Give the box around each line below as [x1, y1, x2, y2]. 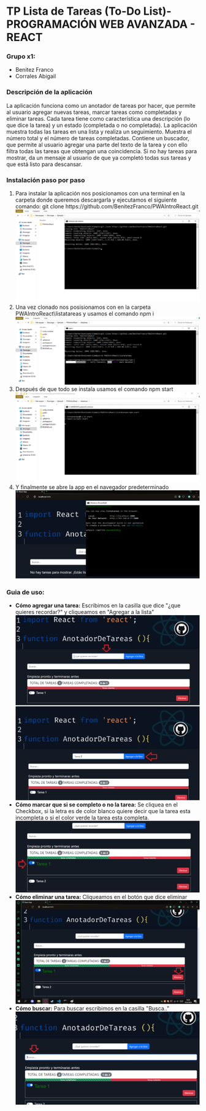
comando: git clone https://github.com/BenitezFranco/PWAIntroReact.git [15, 203, 199, 210]
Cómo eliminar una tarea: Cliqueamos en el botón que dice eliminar [15, 893, 188, 900]
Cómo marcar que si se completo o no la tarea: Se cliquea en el [15, 801, 178, 808]
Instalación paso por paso [6, 176, 85, 184]
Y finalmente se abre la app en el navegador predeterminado [15, 483, 169, 491]
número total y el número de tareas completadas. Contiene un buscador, [6, 134, 189, 142]
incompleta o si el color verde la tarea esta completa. [15, 814, 150, 822]
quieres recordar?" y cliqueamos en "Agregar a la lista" [15, 609, 154, 616]
